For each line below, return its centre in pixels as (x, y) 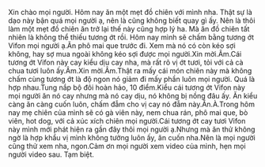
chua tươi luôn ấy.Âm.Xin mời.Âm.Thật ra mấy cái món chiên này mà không (130, 71)
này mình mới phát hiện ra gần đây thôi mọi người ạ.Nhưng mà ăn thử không (132, 129)
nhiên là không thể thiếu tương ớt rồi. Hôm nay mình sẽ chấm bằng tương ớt (131, 37)
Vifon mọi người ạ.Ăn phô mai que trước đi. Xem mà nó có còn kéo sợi (122, 46)
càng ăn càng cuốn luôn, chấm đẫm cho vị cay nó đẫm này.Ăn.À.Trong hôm (132, 104)
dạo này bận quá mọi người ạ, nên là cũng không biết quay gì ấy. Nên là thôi (132, 20)
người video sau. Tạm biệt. (51, 154)
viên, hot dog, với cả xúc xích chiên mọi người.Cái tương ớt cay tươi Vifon (127, 121)
